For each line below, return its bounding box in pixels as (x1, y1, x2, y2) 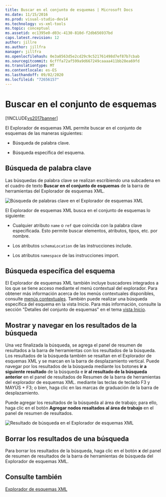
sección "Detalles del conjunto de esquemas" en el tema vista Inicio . (5, 306, 146, 312)
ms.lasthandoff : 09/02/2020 (5, 72, 64, 77)
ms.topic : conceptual (5, 26, 50, 31)
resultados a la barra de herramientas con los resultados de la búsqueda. (5, 347, 156, 353)
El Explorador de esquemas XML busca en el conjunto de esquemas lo (5, 207, 151, 213)
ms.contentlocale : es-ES (5, 68, 57, 73)
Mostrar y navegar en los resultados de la (5, 321, 137, 329)
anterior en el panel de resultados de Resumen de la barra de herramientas (5, 374, 161, 380)
